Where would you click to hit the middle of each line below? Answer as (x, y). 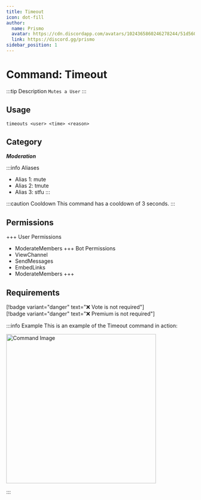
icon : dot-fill (25, 17)
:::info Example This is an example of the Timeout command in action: (92, 326)
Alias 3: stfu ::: (33, 192)
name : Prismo (28, 28)
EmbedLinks (30, 268)
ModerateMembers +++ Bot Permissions (65, 249)
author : (16, 23)
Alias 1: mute (31, 179)
